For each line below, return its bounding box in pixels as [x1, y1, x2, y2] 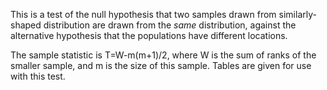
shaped [10, 19, 42, 31]
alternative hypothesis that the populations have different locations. [10, 30, 288, 41]
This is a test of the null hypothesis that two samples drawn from [10, 9, 277, 20]
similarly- [278, 9, 317, 20]
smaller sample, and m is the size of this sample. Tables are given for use [10, 60, 312, 71]
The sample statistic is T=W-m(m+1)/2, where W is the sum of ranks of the [10, 49, 317, 61]
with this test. [10, 70, 66, 82]
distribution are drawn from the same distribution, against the [43, 19, 297, 31]
